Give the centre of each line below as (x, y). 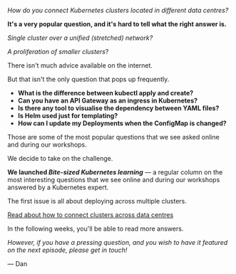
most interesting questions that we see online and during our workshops (114, 180)
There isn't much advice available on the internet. (80, 65)
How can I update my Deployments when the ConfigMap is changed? (122, 123)
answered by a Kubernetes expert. (58, 187)
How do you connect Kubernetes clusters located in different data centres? (118, 10)
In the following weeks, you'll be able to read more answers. (96, 228)
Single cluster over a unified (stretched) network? (80, 38)
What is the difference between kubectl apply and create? (106, 93)
